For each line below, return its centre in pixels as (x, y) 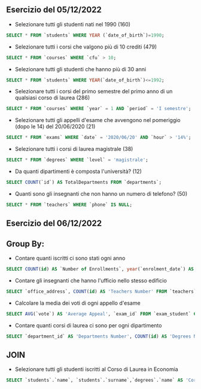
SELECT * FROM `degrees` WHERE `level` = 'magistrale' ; (77, 160)
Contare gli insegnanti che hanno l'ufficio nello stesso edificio (91, 280)
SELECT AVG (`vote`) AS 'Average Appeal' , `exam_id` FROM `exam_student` (99, 314)
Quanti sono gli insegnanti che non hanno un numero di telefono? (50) (101, 193)
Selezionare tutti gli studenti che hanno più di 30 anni (80, 69)
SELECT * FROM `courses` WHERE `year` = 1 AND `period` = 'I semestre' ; (99, 109)
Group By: (25, 244)
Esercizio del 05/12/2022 (54, 10)
